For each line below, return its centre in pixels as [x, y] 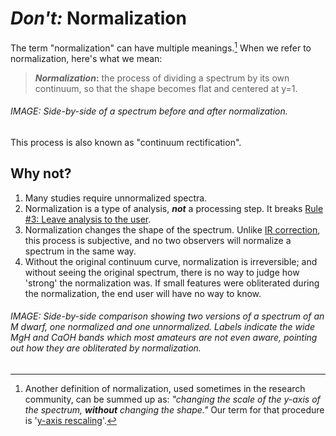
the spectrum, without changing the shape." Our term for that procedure [174, 409]
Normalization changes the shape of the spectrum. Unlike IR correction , [172, 229]
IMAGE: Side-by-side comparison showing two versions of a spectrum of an [167, 316]
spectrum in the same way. [80, 251]
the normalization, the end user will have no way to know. [143, 293]
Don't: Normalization [98, 18]
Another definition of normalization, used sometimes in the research [165, 388]
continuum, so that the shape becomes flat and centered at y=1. [166, 88]
